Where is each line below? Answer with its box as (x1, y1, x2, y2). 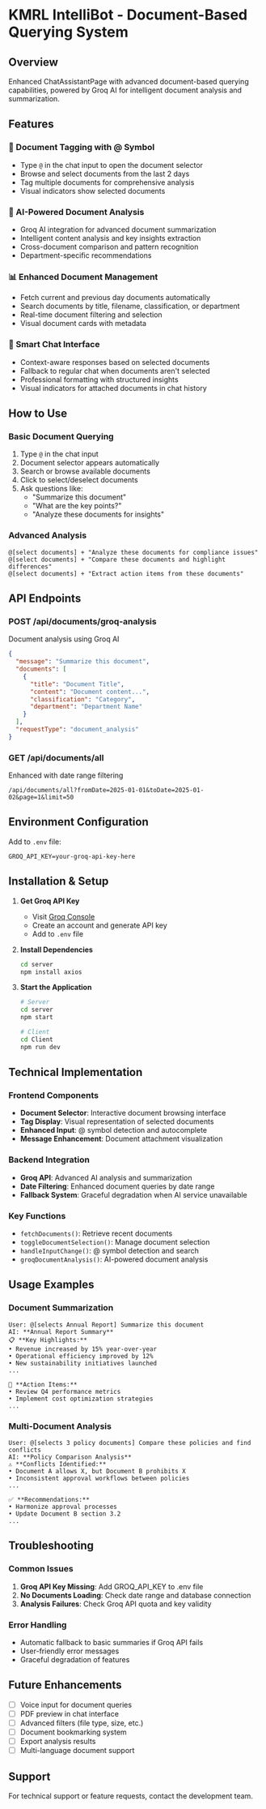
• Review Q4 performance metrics (8, 1387, 121, 1395)
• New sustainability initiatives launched (8, 1359, 158, 1367)
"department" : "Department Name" (29, 703, 143, 711)
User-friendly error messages (19, 1646, 120, 1656)
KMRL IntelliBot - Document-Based (8, 6, 248, 24)
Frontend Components (8, 1089, 99, 1100)
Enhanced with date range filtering (8, 770, 124, 780)
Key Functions (8, 1210, 66, 1221)
